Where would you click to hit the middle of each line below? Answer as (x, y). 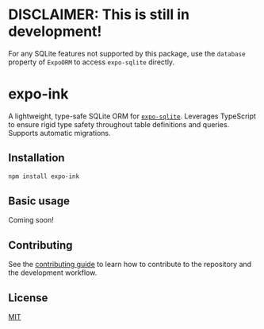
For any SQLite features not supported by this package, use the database (127, 53)
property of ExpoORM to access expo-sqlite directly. (92, 62)
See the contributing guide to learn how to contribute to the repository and (130, 265)
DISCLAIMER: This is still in (99, 15)
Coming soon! (31, 220)
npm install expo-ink (44, 176)
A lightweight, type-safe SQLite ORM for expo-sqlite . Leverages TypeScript (132, 116)
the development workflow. (53, 273)
